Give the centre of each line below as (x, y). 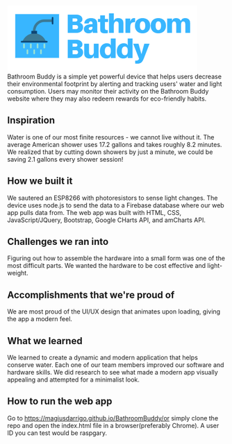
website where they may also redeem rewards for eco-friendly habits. (107, 99)
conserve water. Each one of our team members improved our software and (116, 365)
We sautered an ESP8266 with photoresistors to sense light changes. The (113, 198)
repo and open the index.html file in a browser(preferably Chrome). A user (113, 425)
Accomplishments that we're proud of (91, 294)
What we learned (45, 341)
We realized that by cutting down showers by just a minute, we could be (110, 152)
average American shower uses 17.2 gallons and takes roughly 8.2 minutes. (115, 144)
